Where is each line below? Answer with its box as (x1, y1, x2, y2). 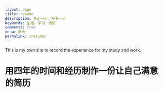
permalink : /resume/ (5, 34, 47, 39)
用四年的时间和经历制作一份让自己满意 (5, 66, 159, 77)
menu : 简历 (5, 29, 26, 34)
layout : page (5, 7, 32, 12)
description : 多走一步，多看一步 (5, 16, 66, 21)
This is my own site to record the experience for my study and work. (5, 47, 142, 53)
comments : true (5, 25, 36, 30)
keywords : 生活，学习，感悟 (5, 20, 56, 26)
